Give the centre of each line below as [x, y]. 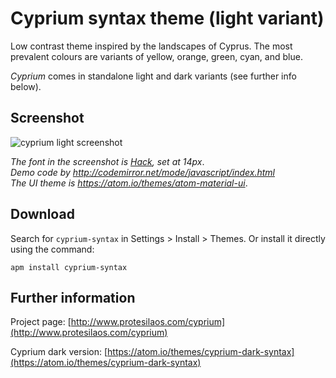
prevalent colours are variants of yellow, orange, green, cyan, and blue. [156, 56]
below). [26, 86]
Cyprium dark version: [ [59, 352]
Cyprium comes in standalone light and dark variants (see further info [153, 76]
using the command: [52, 249]
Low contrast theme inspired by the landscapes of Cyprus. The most [151, 46]
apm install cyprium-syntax [69, 267]
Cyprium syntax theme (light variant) [167, 18]
